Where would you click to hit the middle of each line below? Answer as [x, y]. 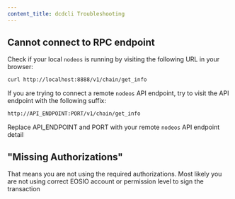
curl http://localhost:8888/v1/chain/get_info [77, 80]
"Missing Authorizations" [65, 157]
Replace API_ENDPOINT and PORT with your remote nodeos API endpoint [114, 127]
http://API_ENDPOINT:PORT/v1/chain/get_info [74, 114]
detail [16, 135]
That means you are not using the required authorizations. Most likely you [115, 174]
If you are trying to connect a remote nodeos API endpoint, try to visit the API [118, 93]
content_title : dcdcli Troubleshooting [66, 14]
